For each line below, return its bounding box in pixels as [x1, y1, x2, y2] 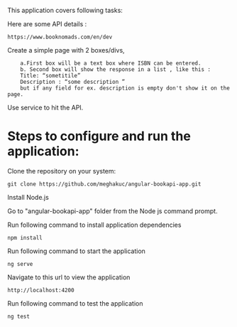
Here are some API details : [7, 20, 87, 28]
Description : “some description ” [20, 78, 126, 85]
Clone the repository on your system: [7, 166, 116, 175]
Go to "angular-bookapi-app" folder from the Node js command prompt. [7, 206, 218, 215]
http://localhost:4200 [7, 286, 75, 294]
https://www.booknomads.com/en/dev [7, 33, 113, 41]
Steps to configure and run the [7, 128, 192, 144]
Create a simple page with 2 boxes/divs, [7, 46, 126, 54]
